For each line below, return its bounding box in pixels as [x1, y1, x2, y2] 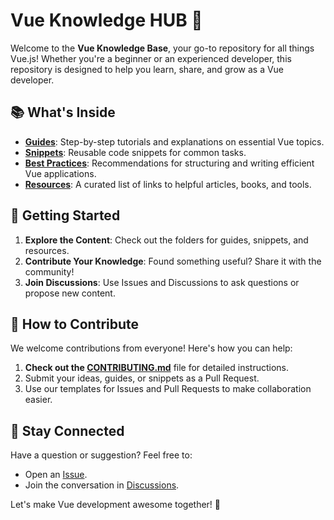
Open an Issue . [24, 469, 88, 481]
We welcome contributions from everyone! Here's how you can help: [10, 342, 293, 354]
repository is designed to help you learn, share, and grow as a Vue [10, 63, 285, 75]
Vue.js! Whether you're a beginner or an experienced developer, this [10, 52, 292, 64]
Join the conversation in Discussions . [24, 479, 180, 491]
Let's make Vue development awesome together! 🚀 [10, 499, 222, 511]
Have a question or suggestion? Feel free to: [10, 449, 193, 461]
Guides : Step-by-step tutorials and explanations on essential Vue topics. [24, 135, 325, 148]
